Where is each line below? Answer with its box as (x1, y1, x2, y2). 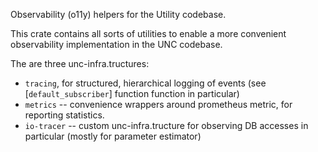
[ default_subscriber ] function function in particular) (24, 88, 240, 99)
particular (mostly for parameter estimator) (24, 130, 202, 142)
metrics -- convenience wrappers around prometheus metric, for (24, 99, 293, 110)
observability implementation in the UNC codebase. (10, 39, 223, 50)
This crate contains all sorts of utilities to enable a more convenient (10, 28, 287, 39)
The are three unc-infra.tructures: (10, 58, 150, 69)
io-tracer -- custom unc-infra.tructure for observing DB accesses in (24, 120, 309, 131)
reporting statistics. (24, 109, 105, 121)
